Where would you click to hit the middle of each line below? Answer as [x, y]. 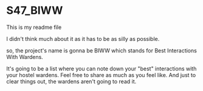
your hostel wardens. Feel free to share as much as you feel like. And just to [101, 75]
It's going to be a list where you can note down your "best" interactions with [101, 68]
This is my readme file [34, 27]
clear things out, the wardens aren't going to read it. [71, 81]
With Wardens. [25, 57]
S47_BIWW [35, 11]
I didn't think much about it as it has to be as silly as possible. [83, 39]
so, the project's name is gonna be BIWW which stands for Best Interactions [102, 50]
